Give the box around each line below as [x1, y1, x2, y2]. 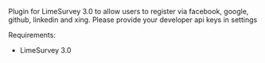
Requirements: [8, 31, 56, 39]
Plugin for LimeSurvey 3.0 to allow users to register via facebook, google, [8, 7, 249, 16]
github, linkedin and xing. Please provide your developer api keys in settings [8, 15, 258, 24]
